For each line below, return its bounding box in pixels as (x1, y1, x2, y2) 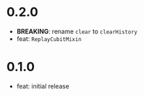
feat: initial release (16, 81, 70, 90)
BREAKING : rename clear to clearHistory (16, 27, 138, 35)
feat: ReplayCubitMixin (16, 34, 81, 42)
